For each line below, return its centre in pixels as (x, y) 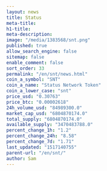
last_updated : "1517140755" (42, 147)
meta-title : (21, 23)
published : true (27, 46)
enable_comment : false (35, 62)
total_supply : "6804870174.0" (44, 119)
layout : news (23, 12)
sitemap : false (25, 57)
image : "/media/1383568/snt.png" (48, 40)
